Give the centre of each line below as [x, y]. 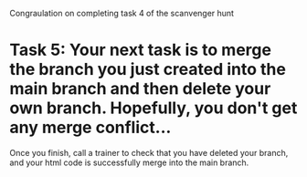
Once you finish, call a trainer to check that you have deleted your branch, [149, 152]
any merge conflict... [90, 128]
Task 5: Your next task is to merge [141, 50]
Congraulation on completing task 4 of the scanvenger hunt [122, 13]
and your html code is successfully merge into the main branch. [129, 162]
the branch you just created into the [148, 70]
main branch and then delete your [140, 89]
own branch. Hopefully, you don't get [153, 108]
